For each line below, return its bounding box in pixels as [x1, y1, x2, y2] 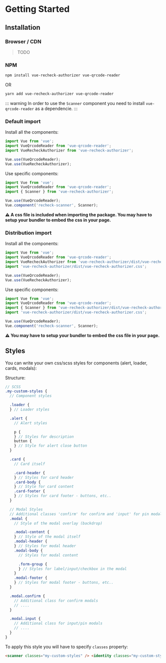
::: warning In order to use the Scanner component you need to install [5, 100, 145, 106]
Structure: [5, 375, 26, 381]
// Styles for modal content [18, 553, 79, 558]
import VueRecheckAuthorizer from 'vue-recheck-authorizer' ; [5, 148, 134, 153]
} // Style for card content [14, 484, 74, 489]
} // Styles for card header [14, 475, 74, 480]
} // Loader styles [9, 407, 50, 412]
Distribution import [5, 229, 52, 236]
